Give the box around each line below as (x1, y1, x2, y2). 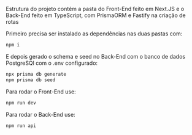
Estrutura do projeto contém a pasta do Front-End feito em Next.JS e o (6, 5, 185, 12)
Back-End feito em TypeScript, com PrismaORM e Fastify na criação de (6, 12, 186, 19)
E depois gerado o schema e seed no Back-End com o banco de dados (6, 53, 185, 60)
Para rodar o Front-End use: (6, 88, 76, 95)
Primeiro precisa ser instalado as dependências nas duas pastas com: (6, 30, 183, 37)
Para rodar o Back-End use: (6, 111, 75, 118)
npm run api (6, 122, 36, 129)
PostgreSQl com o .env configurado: (6, 59, 98, 67)
